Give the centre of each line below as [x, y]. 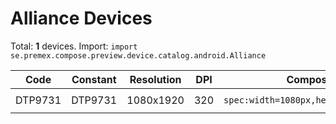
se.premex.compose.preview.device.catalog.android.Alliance [138, 55]
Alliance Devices [81, 18]
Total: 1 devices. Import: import [74, 46]
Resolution [155, 79]
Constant [94, 79]
